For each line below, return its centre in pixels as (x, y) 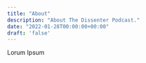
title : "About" (29, 13)
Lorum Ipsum (26, 53)
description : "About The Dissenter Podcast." (73, 20)
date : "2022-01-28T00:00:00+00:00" (58, 26)
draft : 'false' (29, 33)
